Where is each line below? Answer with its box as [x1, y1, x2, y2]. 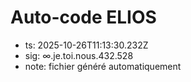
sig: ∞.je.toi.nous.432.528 [24, 49, 134, 61]
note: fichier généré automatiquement [24, 60, 182, 72]
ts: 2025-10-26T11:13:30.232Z [24, 39, 149, 51]
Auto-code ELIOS [10, 6, 157, 29]
